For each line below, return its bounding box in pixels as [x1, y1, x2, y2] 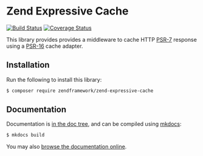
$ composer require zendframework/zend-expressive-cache [6, 88, 154, 94]
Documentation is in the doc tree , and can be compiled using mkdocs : [6, 120, 182, 128]
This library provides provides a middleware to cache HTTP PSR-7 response [6, 36, 198, 43]
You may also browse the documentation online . [6, 143, 127, 151]
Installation [6, 60, 50, 70]
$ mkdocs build [6, 132, 45, 138]
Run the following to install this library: [6, 76, 102, 83]
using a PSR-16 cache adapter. [6, 42, 83, 50]
